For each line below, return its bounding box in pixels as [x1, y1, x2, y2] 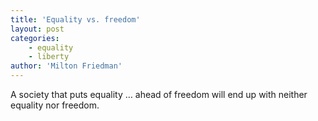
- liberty [28, 52, 70, 62]
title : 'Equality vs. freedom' [10, 14, 141, 25]
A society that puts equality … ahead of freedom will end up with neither [10, 89, 308, 100]
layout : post [10, 24, 65, 34]
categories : [10, 33, 60, 43]
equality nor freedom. [10, 99, 100, 111]
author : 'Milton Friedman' [10, 61, 123, 71]
